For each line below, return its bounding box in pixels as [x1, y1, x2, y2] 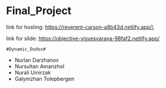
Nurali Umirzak [14, 69, 51, 76]
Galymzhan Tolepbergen [14, 75, 75, 82]
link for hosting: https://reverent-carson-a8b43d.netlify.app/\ [6, 23, 154, 31]
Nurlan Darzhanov [14, 56, 59, 63]
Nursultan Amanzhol [14, 63, 65, 70]
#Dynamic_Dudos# [6, 46, 46, 52]
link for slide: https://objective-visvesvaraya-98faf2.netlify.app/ [6, 35, 160, 42]
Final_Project [6, 4, 72, 18]
